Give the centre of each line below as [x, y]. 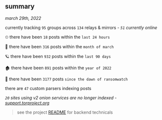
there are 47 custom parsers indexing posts [48, 88]
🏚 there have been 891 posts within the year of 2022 [58, 68]
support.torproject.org [27, 103]
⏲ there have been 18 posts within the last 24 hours [57, 37]
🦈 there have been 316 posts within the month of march [59, 46]
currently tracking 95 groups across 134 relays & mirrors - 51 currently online [81, 28]
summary [20, 7]
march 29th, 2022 [23, 18]
